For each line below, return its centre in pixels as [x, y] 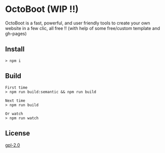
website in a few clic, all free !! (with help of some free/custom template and [82, 28]
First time [16, 87]
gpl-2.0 [13, 145]
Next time [15, 101]
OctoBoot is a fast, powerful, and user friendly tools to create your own [78, 23]
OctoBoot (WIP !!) [42, 9]
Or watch [14, 114]
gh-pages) [16, 33]
